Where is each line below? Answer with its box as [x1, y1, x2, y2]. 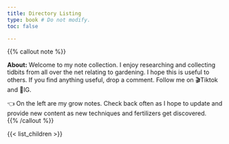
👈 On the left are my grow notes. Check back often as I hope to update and [7, 99, 223, 108]
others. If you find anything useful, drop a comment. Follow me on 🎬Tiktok [7, 76, 218, 84]
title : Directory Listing [7, 10, 81, 17]
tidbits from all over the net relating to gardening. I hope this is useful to [7, 68, 210, 76]
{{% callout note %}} [7, 47, 67, 56]
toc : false [7, 23, 39, 29]
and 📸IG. [7, 86, 32, 94]
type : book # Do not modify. [7, 16, 91, 23]
